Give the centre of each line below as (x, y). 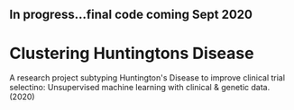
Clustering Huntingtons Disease (132, 53)
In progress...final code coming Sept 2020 (131, 15)
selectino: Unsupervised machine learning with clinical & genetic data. (140, 88)
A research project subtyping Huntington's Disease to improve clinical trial (147, 78)
